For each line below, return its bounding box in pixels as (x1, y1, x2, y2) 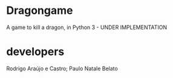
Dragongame (6, 4, 73, 18)
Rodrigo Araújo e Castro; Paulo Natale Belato (6, 65, 118, 72)
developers (6, 45, 65, 59)
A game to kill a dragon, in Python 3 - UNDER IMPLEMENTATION (6, 24, 168, 31)
